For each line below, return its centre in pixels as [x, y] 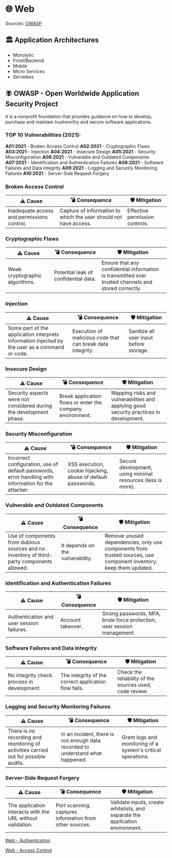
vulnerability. [77, 558]
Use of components [31, 536]
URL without [23, 818]
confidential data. [75, 279]
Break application [80, 396]
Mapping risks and [133, 393]
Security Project [32, 104]
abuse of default [87, 477]
